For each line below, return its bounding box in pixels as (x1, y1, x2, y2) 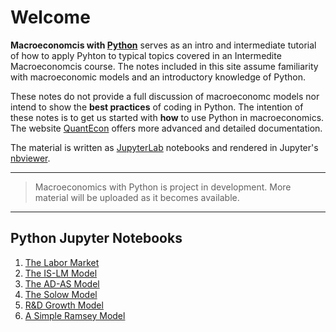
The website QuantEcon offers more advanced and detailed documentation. (10, 122, 323, 134)
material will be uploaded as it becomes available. (34, 191, 240, 203)
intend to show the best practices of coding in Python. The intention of (10, 101, 304, 113)
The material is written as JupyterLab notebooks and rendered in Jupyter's (10, 141, 319, 153)
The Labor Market (24, 256, 100, 268)
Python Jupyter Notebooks (10, 230, 183, 247)
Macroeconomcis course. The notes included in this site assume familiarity (10, 60, 319, 72)
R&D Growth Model (24, 299, 104, 311)
